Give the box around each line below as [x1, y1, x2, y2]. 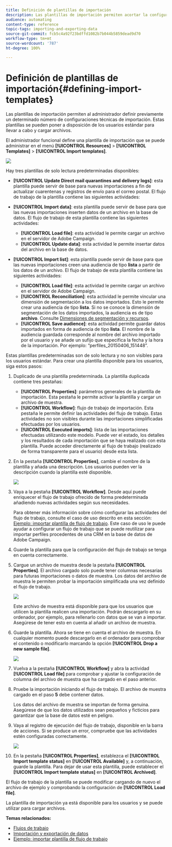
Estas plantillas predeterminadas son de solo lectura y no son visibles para [6, 352, 163, 358]
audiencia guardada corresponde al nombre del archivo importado [20, 331, 161, 337]
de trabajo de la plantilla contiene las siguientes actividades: [13, 194, 140, 200]
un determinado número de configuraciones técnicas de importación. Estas [6, 116, 165, 122]
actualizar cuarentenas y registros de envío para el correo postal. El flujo [13, 188, 166, 195]
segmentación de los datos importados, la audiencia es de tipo [20, 309, 153, 315]
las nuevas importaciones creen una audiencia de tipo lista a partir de [13, 262, 160, 268]
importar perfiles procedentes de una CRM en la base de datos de [13, 531, 153, 537]
